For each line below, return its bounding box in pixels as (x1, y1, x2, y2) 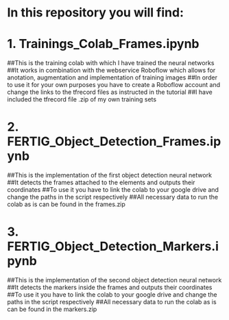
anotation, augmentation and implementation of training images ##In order (7, 73, 218, 82)
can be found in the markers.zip (7, 305, 97, 313)
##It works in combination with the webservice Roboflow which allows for (7, 66, 216, 75)
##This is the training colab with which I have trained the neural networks (7, 59, 215, 67)
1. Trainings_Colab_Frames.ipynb (7, 36, 200, 52)
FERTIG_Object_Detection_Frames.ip (7, 134, 221, 149)
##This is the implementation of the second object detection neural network (7, 276, 222, 284)
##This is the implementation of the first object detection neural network (7, 171, 213, 180)
